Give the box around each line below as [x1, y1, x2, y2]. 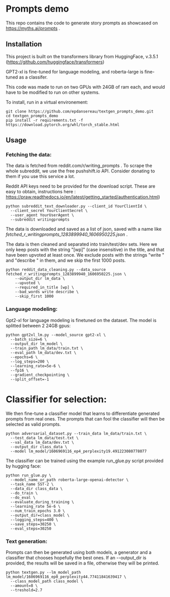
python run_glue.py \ [6, 473, 52, 478]
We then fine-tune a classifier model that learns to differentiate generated [6, 410, 160, 416]
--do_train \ [10, 490, 38, 496]
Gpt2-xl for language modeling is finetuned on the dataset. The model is [6, 317, 157, 323]
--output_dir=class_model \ [10, 513, 70, 518]
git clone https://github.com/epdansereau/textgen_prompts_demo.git [6, 109, 154, 114]
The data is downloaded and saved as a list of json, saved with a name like [6, 226, 162, 232]
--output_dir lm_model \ [10, 341, 63, 346]
